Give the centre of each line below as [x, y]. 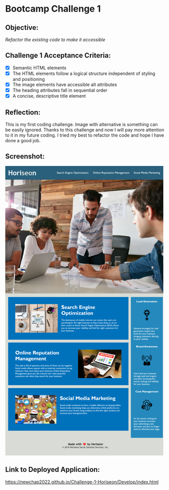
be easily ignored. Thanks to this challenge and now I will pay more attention [85, 130]
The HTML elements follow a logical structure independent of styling [84, 73]
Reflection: [23, 112]
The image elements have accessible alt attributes [65, 85]
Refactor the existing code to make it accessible [55, 39]
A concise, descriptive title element [49, 96]
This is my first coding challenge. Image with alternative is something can [81, 124]
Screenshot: [25, 157]
